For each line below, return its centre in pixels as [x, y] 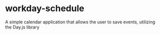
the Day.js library [22, 27]
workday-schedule [45, 9]
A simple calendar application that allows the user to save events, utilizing [80, 22]
